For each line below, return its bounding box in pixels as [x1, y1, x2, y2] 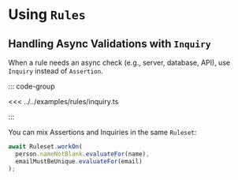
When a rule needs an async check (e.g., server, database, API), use [8, 58, 231, 67]
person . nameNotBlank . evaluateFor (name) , [15, 150, 150, 158]
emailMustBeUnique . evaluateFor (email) [15, 157, 143, 165]
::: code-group [8, 81, 55, 91]
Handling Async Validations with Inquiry [8, 37, 211, 51]
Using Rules [8, 6, 87, 24]
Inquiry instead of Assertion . [8, 66, 104, 76]
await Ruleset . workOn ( [8, 143, 83, 151]
